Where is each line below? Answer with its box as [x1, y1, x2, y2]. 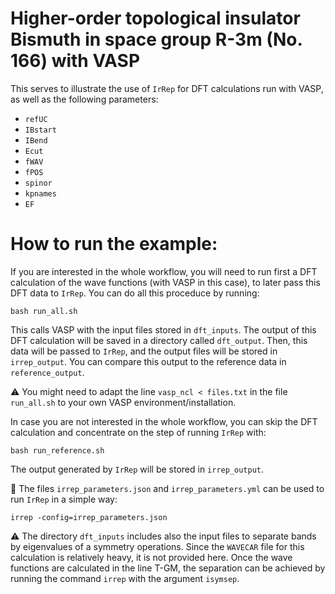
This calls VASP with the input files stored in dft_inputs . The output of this [10, 323, 317, 336]
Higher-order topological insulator [10, 7, 301, 30]
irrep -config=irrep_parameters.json [10, 512, 168, 522]
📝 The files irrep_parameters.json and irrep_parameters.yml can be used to [10, 482, 325, 494]
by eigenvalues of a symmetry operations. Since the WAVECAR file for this [10, 540, 305, 552]
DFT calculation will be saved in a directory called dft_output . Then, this [10, 334, 308, 346]
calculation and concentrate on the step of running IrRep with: [10, 426, 267, 438]
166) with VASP [10, 50, 141, 72]
